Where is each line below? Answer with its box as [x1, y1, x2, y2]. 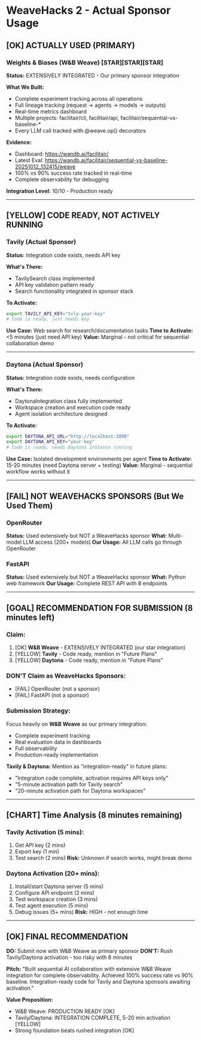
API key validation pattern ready [14, 281, 94, 288]
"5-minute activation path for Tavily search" [14, 781, 123, 788]
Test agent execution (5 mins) [14, 902, 89, 909]
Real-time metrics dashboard [14, 107, 87, 115]
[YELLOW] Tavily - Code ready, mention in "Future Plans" [14, 650, 157, 657]
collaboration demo [6, 340, 54, 347]
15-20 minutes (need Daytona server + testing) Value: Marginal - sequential [6, 461, 193, 469]
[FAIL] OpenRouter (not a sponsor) [14, 685, 100, 693]
